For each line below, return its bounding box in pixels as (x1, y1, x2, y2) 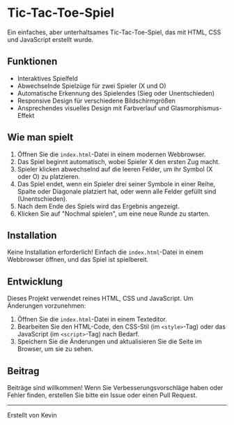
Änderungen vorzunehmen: (7, 301, 86, 310)
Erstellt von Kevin (7, 411, 57, 419)
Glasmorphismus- (170, 103, 222, 112)
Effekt (17, 111, 35, 119)
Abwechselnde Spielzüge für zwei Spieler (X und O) (17, 82, 166, 90)
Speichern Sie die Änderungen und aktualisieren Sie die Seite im (17, 337, 202, 346)
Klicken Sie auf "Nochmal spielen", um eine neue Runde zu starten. (17, 209, 210, 218)
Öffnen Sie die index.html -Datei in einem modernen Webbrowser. (17, 150, 206, 158)
